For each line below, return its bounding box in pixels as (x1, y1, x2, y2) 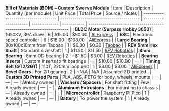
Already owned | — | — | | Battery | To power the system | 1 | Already (5, 95, 150, 101)
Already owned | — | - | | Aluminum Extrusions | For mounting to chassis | (5, 85, 161, 90)
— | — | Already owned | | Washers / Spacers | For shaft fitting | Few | (5, 79, 152, 85)
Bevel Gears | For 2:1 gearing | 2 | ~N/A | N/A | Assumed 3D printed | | (5, 69, 152, 75)
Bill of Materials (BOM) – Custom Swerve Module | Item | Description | (5, 5, 153, 11)
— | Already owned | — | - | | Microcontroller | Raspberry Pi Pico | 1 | (5, 90, 149, 96)
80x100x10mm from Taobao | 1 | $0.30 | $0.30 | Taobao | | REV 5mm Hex (5, 42, 158, 48)
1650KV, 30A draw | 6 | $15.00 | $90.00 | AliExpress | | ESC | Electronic (5, 32, 154, 37)
